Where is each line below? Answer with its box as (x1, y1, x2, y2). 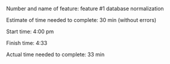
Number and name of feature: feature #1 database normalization (6, 5, 164, 12)
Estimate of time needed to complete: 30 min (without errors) (6, 17, 157, 23)
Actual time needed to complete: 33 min (6, 51, 105, 58)
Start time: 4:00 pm (6, 28, 54, 35)
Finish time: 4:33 (6, 40, 48, 46)
